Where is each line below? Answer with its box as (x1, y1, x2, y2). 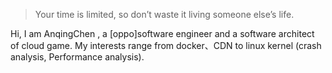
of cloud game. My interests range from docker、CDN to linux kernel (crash (10, 40, 322, 51)
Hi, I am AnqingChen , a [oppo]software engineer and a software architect (10, 28, 315, 39)
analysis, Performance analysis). (10, 51, 145, 63)
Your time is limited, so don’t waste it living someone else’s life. (34, 9, 295, 20)
